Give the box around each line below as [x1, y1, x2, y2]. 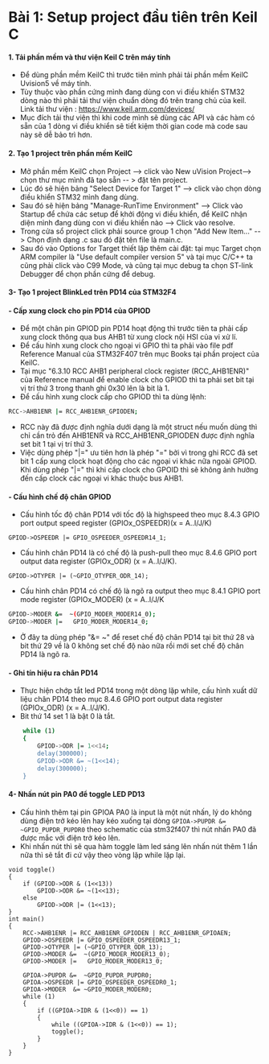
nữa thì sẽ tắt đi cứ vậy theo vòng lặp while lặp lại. [19, 850, 186, 860]
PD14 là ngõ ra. [19, 650, 71, 659]
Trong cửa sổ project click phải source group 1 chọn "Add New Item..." [19, 226, 253, 236]
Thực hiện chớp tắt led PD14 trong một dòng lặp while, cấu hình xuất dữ [19, 686, 258, 695]
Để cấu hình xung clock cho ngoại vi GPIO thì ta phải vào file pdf [19, 340, 234, 350]
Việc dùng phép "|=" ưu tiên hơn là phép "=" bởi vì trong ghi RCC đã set [19, 447, 259, 458]
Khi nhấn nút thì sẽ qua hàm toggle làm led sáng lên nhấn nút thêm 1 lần [19, 841, 259, 851]
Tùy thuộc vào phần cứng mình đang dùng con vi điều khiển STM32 [19, 87, 245, 97]
